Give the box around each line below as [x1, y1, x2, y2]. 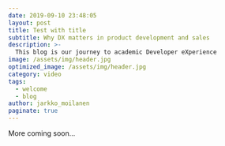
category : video [8, 70, 62, 78]
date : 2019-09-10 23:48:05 [8, 11, 97, 20]
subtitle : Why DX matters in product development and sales [8, 33, 211, 42]
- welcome [15, 84, 47, 93]
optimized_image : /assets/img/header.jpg [8, 63, 147, 71]
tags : [8, 77, 26, 85]
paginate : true [8, 107, 58, 115]
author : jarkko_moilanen [8, 99, 90, 107]
